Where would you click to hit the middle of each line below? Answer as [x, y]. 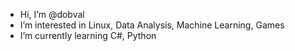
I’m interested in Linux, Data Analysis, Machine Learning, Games [152, 25]
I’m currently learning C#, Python [88, 35]
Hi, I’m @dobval [52, 14]
